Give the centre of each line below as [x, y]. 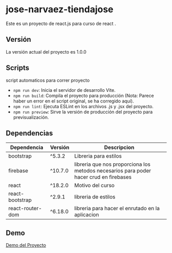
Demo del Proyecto [26, 245]
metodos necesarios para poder [113, 171]
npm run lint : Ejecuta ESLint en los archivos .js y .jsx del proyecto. [83, 106]
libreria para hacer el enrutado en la [117, 209]
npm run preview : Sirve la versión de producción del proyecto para [83, 112]
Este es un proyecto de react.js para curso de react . [61, 23]
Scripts [18, 68]
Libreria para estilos [98, 156]
